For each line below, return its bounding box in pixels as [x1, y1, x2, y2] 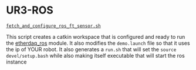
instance [6, 58, 27, 65]
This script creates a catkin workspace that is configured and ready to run [6, 33, 185, 40]
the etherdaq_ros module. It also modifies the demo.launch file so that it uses [6, 39, 190, 46]
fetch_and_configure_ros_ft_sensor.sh [6, 23, 101, 29]
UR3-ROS [6, 4, 54, 17]
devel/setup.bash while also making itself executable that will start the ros [6, 52, 185, 59]
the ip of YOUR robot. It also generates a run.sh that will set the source [6, 45, 177, 53]
